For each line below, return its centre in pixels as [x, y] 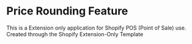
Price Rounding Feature [67, 11]
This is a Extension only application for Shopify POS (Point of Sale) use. [96, 28]
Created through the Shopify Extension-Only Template [75, 34]
